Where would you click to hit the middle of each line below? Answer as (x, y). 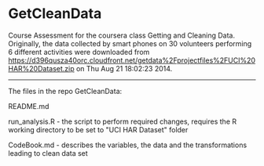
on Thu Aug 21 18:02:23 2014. (124, 68)
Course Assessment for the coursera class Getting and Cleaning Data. (122, 35)
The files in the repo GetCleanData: (65, 91)
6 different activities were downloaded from (79, 52)
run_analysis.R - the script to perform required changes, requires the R (123, 121)
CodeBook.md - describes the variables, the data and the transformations (128, 145)
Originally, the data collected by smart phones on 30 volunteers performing (130, 43)
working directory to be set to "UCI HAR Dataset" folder (98, 129)
